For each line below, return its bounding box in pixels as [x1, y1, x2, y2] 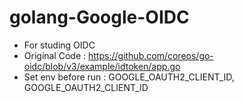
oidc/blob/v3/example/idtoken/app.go [23, 60, 181, 72]
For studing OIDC [23, 39, 96, 51]
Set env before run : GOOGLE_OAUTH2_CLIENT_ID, [23, 71, 235, 83]
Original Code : [23, 49, 87, 61]
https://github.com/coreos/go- [88, 49, 214, 61]
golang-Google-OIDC [9, 6, 190, 29]
